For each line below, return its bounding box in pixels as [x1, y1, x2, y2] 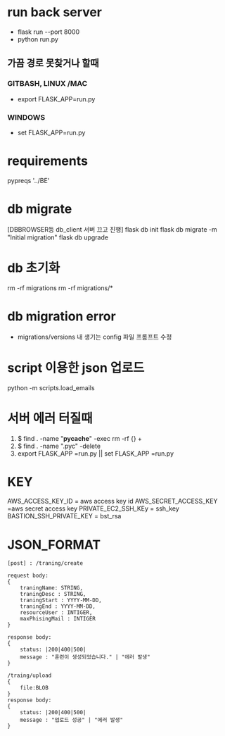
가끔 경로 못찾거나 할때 [7, 57, 100, 69]
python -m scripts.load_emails [7, 383, 95, 392]
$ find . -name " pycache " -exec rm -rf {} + [17, 434, 143, 442]
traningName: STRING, [20, 585, 83, 592]
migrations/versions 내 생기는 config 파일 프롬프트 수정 [17, 332, 172, 341]
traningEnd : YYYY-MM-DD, [20, 603, 96, 610]
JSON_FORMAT [7, 537, 101, 553]
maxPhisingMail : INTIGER [20, 616, 96, 623]
